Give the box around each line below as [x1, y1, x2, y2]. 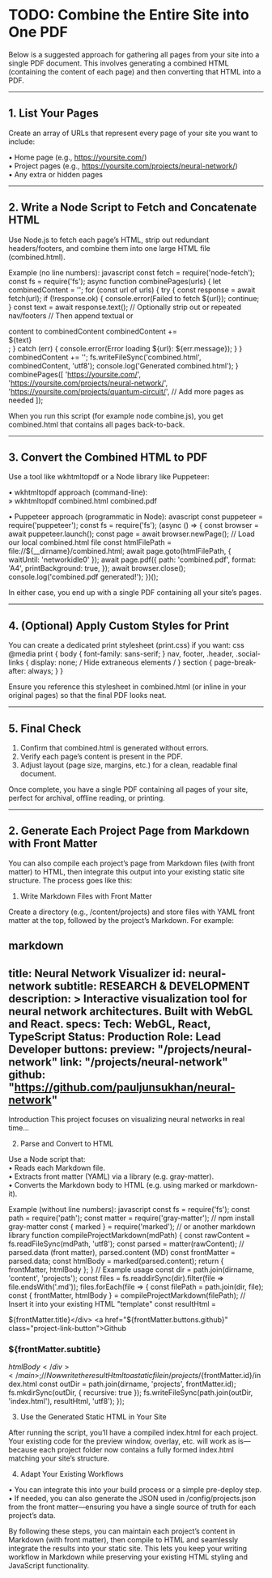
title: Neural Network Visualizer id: [8, 966, 186, 980]
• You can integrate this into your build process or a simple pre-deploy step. [8, 1485, 262, 1495]
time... [8, 1123, 30, 1133]
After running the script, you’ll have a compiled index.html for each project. [8, 1427, 258, 1438]
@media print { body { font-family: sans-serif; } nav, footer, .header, [8, 649, 235, 659]
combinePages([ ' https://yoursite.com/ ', [8, 369, 142, 379]
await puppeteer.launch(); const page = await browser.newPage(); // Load [8, 529, 255, 539]
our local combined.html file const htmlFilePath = [8, 538, 172, 547]
